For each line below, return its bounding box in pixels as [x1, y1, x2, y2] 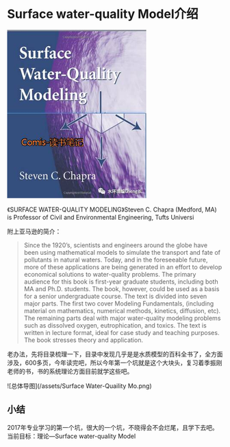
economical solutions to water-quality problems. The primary [23, 270, 196, 278]
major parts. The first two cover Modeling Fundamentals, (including [23, 299, 214, 308]
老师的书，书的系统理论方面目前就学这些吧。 [7, 367, 133, 375]
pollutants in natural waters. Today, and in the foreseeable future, [23, 255, 208, 264]
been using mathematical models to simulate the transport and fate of [23, 248, 221, 256]
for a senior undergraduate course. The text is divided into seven [23, 292, 207, 300]
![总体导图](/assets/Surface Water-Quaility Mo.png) [7, 382, 152, 390]
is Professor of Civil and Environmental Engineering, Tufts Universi [7, 213, 194, 221]
